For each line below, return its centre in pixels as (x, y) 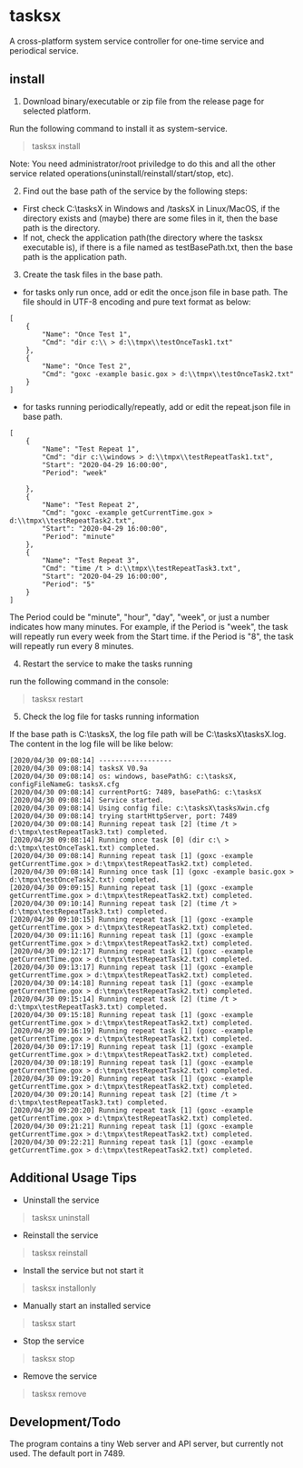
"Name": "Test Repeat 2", (91, 504)
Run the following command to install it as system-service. (119, 128)
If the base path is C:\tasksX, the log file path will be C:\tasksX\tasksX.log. (148, 734)
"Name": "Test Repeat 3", (91, 560)
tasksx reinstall (59, 1253)
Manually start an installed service (87, 1305)
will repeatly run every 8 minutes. (72, 645)
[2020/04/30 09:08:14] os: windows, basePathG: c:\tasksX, (123, 776)
